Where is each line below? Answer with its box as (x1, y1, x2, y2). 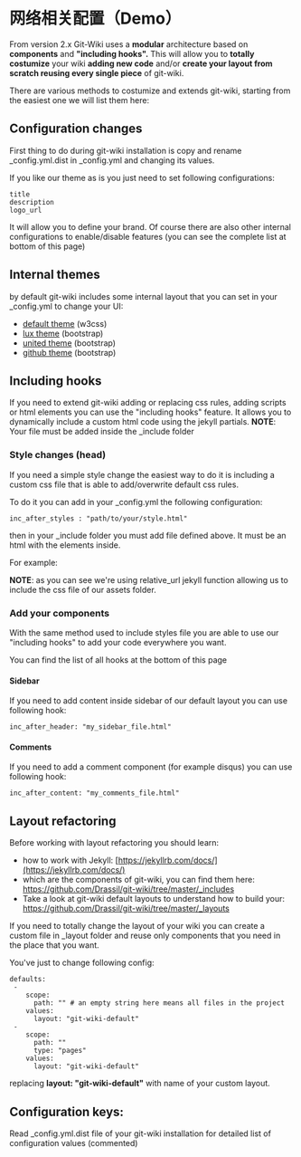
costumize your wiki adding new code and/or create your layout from (9, 58, 273, 69)
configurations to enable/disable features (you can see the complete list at (9, 231, 287, 242)
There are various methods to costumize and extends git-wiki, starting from (9, 85, 291, 96)
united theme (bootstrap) (22, 337, 116, 349)
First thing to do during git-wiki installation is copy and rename (9, 145, 242, 156)
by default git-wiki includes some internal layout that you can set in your (9, 291, 278, 301)
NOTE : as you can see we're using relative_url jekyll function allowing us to (9, 574, 289, 585)
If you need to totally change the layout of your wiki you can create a (9, 921, 265, 932)
